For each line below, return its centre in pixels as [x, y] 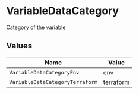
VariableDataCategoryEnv [44, 72]
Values [19, 46]
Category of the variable [36, 27]
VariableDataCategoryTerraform [53, 82]
